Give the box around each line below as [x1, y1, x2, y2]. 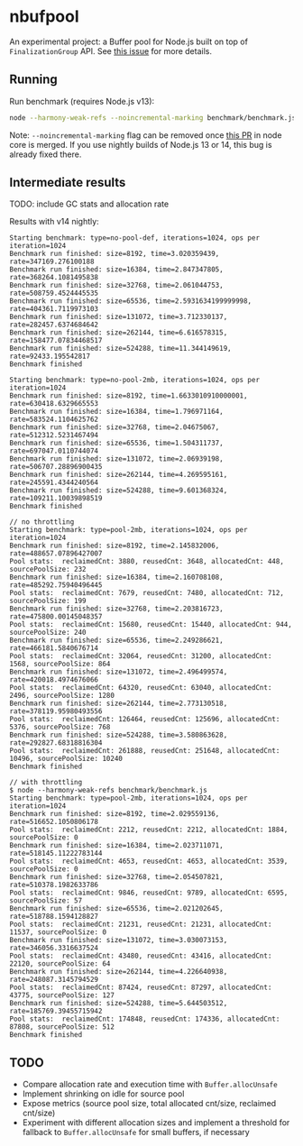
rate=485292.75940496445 [9, 581, 103, 590]
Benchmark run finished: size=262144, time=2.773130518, [9, 699, 228, 709]
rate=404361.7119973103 [9, 305, 99, 314]
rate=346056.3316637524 [9, 944, 99, 953]
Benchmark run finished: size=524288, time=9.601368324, [9, 486, 228, 495]
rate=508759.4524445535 [9, 289, 99, 298]
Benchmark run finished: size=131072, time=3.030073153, [9, 936, 228, 945]
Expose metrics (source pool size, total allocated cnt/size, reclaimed [22, 1098, 277, 1109]
